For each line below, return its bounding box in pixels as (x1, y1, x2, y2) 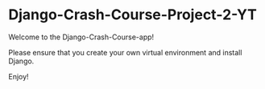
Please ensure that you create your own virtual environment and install (8, 47, 242, 57)
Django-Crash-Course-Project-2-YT (8, 6, 258, 24)
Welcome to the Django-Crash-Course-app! (8, 32, 155, 42)
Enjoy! (8, 71, 30, 81)
